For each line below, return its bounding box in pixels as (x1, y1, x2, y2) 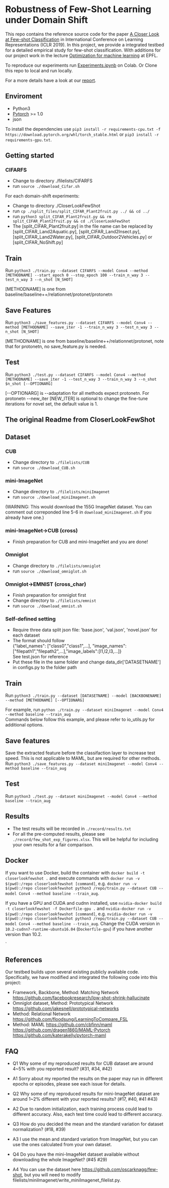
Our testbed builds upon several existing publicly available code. (5, 969, 140, 975)
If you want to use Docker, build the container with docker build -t (5, 869, 145, 875)
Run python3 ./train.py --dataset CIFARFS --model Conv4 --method (5, 268, 148, 274)
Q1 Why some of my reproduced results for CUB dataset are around (12, 1060, 153, 1066)
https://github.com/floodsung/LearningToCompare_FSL (12, 1016, 128, 1022)
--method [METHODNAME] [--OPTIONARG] (5, 698, 85, 703)
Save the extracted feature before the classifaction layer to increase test (5, 750, 155, 756)
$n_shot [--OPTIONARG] (5, 381, 53, 386)
